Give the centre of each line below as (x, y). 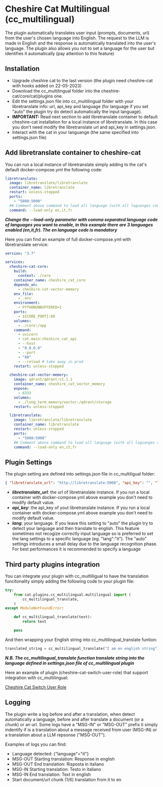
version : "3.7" (20, 253)
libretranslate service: (27, 244)
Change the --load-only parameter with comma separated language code (81, 220)
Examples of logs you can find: (36, 744)
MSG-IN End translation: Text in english (51, 774)
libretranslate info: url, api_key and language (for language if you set (80, 106)
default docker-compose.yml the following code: (54, 169)
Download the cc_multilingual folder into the (56, 91)
